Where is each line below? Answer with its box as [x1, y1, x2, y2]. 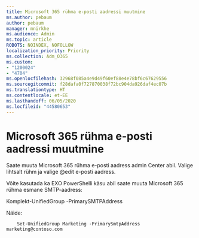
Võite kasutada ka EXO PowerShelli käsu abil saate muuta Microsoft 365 [6, 180, 183, 187]
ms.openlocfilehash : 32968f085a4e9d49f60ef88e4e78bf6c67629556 [6, 76, 167, 82]
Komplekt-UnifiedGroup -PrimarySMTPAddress [6, 198, 123, 205]
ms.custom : [6, 59, 33, 65]
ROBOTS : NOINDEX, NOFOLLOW [6, 43, 74, 49]
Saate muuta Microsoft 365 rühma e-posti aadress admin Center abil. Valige [6, 162, 193, 169]
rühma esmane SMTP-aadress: [6, 186, 82, 194]
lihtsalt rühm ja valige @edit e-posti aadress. [6, 168, 116, 176]
